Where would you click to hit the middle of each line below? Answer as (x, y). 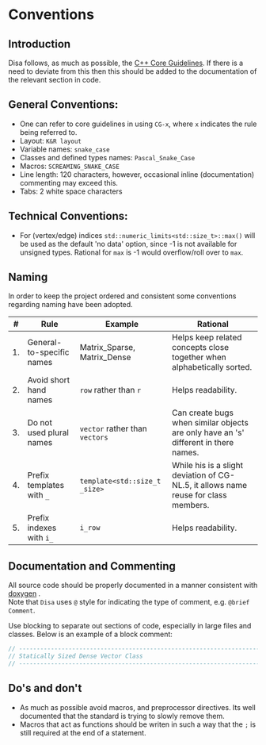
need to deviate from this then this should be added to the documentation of (133, 71)
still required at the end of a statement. (83, 732)
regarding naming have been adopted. (70, 305)
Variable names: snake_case (65, 149)
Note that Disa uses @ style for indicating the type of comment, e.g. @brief (129, 602)
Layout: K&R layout (50, 140)
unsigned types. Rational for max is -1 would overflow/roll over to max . (131, 252)
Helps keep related (207, 337)
